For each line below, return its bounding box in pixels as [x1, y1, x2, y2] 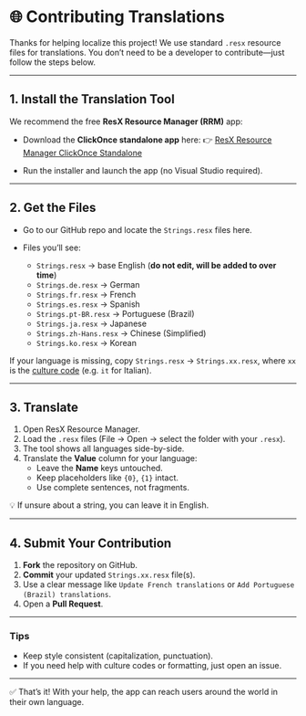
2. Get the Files [9, 200, 97, 216]
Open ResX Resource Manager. [22, 424, 141, 435]
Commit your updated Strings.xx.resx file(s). [22, 569, 196, 581]
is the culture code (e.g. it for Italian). [9, 364, 152, 375]
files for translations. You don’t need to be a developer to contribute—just [9, 47, 285, 58]
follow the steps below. [9, 57, 97, 68]
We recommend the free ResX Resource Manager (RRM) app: [9, 116, 243, 127]
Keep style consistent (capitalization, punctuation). [22, 650, 214, 661]
